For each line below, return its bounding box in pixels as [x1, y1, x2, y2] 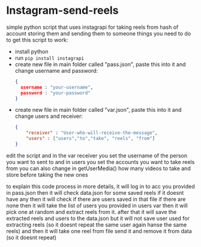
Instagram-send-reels [6, 4, 119, 17]
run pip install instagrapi [14, 54, 85, 61]
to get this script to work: [6, 36, 68, 43]
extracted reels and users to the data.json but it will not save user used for [6, 215, 190, 222]
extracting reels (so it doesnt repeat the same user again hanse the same [6, 221, 187, 228]
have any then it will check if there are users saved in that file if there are [6, 195, 186, 203]
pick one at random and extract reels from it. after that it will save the [6, 208, 177, 215]
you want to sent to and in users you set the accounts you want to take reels [6, 158, 195, 165]
